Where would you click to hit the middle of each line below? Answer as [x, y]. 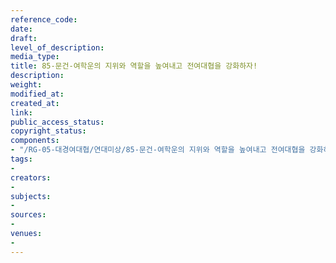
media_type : [35, 57]
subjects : [31, 196]
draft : [24, 38]
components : [35, 141]
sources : [28, 215]
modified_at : [37, 94]
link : [21, 112]
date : [21, 29]
